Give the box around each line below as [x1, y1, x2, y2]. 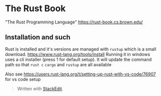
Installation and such [5, 33, 71, 41]
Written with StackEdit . [17, 86, 64, 92]
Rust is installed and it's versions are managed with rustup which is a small [5, 46, 157, 52]
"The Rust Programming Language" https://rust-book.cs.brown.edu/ [5, 19, 143, 25]
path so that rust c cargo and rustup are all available [5, 61, 112, 67]
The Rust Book [5, 3, 66, 14]
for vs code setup [5, 76, 41, 82]
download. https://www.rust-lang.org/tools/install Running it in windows [5, 51, 151, 57]
